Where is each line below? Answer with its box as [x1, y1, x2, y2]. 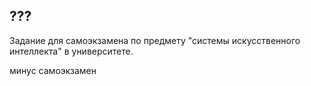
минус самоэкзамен [9, 64, 97, 76]
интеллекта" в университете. [9, 45, 134, 57]
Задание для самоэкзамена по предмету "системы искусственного [9, 34, 301, 46]
